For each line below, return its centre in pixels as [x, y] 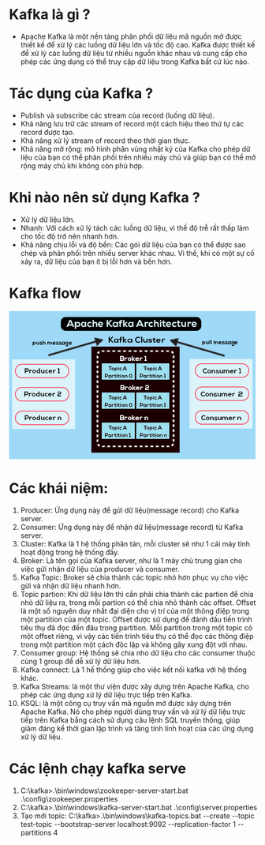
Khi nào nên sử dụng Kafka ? [105, 198]
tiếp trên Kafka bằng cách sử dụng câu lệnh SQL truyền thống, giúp [130, 719]
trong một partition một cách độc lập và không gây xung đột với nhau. [134, 644]
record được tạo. [47, 132]
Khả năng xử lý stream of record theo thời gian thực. [105, 141]
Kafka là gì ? [50, 15]
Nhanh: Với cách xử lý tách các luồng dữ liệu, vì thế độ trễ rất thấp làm [134, 227]
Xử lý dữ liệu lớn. [48, 220]
